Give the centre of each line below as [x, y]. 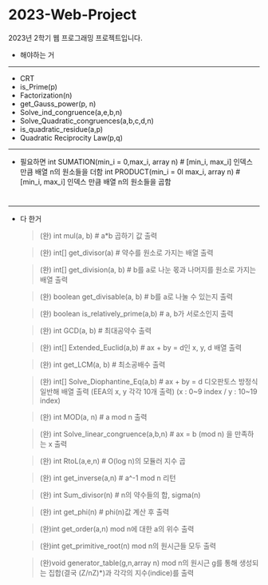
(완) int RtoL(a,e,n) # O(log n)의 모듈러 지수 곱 [112, 461]
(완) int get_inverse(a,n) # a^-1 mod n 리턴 [108, 478]
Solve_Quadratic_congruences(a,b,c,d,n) [87, 121]
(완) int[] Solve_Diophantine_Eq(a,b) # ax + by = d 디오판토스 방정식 [149, 382]
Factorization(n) [46, 95]
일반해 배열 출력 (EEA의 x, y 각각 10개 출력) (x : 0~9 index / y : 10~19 [148, 392]
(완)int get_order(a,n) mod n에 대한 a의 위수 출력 [117, 529]
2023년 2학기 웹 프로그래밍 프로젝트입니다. [75, 38]
